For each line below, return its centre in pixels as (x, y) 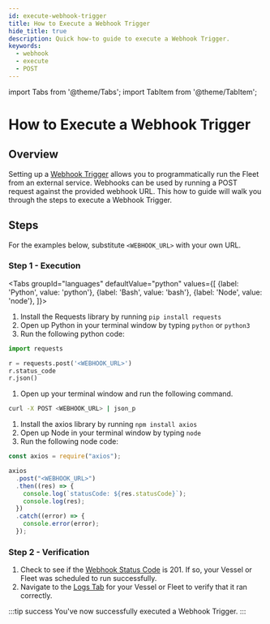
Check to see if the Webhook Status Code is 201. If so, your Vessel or (136, 570)
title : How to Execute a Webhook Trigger (79, 24)
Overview (34, 155)
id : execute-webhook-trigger (58, 16)
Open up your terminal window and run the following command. (126, 394)
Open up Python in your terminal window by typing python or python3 (135, 325)
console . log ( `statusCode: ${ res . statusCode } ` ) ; (105, 493)
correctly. (36, 596)
